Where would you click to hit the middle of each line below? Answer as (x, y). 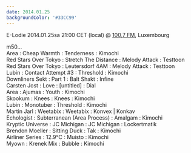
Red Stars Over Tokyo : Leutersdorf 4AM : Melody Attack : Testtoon (91, 66)
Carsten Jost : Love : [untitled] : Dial (51, 85)
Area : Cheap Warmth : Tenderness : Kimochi (63, 53)
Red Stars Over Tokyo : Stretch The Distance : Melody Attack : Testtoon (95, 59)
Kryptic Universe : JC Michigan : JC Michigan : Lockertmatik (82, 124)
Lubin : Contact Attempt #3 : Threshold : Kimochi (67, 72)
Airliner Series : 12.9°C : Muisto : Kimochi (58, 137)
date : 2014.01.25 (28, 12)
